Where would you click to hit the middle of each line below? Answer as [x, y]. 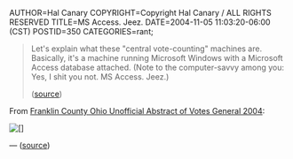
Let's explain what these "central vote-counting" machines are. [146, 49]
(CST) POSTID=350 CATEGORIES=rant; [81, 31]
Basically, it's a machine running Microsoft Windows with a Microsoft [157, 58]
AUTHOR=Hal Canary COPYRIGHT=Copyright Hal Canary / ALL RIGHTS [141, 13]
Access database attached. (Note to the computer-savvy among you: [158, 67]
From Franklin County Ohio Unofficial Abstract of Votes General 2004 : [137, 111]
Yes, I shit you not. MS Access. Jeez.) [100, 77]
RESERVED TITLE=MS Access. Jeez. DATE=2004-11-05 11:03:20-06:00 [140, 22]
